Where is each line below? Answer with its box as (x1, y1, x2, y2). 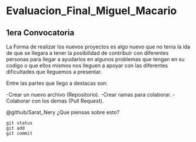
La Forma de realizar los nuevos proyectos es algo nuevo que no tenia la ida (6, 43, 191, 50)
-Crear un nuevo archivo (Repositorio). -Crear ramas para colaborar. (6, 91, 172, 98)
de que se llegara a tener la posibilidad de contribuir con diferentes (6, 49, 169, 57)
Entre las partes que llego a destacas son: (6, 80, 108, 87)
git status (6, 120, 33, 126)
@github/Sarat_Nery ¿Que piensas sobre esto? (6, 109, 119, 115)
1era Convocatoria (6, 28, 75, 38)
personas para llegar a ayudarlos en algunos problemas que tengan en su (6, 56, 185, 62)
